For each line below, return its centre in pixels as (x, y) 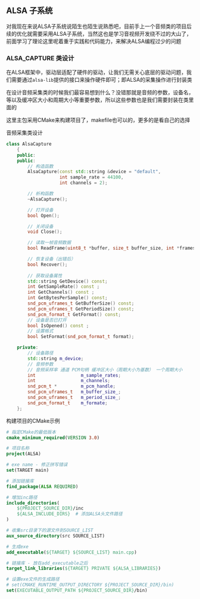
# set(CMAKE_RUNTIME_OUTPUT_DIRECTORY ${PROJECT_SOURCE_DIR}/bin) (90, 585)
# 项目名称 (18, 449)
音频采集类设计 (24, 133)
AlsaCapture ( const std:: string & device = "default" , (94, 172)
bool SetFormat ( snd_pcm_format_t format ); (81, 337)
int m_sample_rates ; (74, 375)
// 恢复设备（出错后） (51, 259)
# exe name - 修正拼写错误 (37, 465)
